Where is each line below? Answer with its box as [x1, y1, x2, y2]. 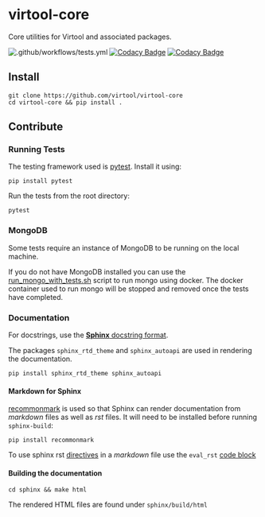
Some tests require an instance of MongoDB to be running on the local [8, 243, 240, 252]
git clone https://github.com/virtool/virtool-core [8, 91, 183, 99]
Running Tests [8, 144, 65, 155]
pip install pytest [8, 177, 73, 185]
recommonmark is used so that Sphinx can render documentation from [8, 404, 241, 414]
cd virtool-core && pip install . [8, 98, 123, 107]
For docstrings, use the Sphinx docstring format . [8, 330, 169, 340]
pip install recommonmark [8, 436, 94, 445]
